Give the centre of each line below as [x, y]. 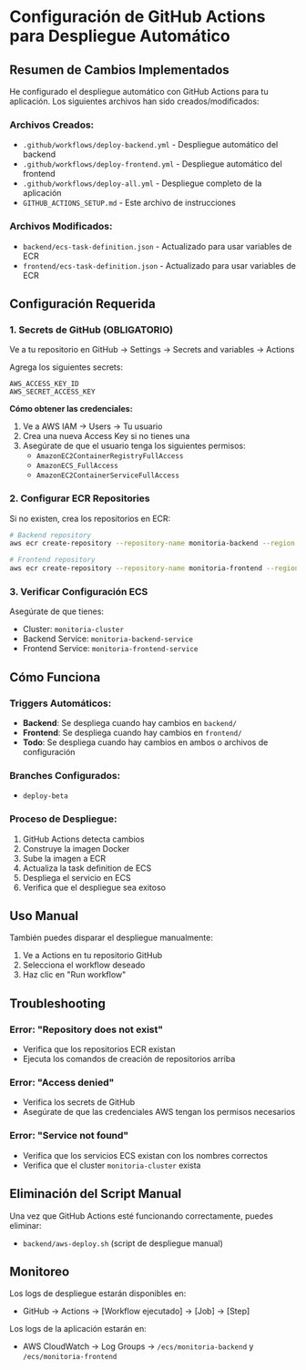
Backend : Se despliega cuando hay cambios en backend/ [129, 723]
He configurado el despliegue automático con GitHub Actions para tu [139, 92]
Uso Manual [44, 916]
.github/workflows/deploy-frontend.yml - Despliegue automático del [152, 164]
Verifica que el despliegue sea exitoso [94, 887]
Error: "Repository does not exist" [87, 1029]
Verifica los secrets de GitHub [79, 1102]
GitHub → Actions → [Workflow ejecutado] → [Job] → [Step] [136, 1311]
